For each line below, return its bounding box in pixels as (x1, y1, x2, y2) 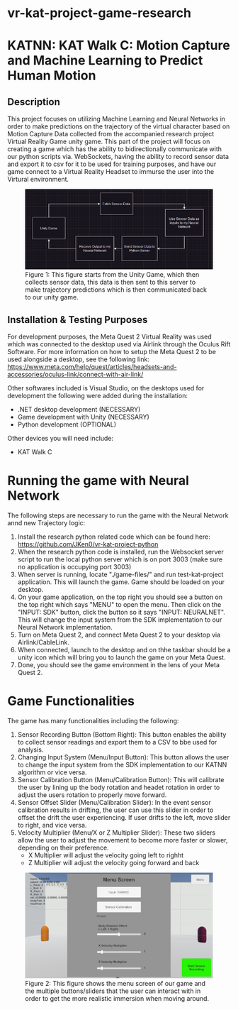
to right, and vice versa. (17, 820, 87, 829)
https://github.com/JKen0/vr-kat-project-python (17, 540, 159, 549)
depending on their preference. (17, 843, 109, 852)
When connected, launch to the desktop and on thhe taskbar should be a (17, 646, 232, 654)
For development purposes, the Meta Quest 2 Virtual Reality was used (7, 332, 212, 341)
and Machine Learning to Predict (7, 53, 203, 69)
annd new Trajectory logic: (7, 519, 86, 527)
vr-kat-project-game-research (7, 5, 192, 21)
